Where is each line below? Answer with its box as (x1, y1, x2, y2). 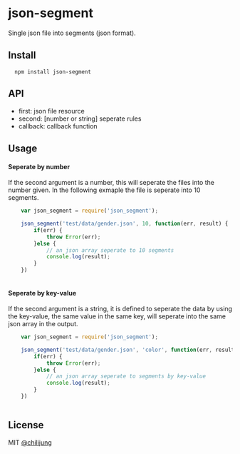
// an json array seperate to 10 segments (46, 246, 174, 254)
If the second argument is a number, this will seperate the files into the (8, 178, 214, 187)
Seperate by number (8, 162, 71, 171)
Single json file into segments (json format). (8, 29, 136, 37)
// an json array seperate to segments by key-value (46, 373, 206, 380)
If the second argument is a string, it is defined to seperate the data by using (8, 305, 233, 313)
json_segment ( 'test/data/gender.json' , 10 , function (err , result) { (21, 220, 229, 228)
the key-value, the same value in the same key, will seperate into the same (8, 312, 226, 321)
